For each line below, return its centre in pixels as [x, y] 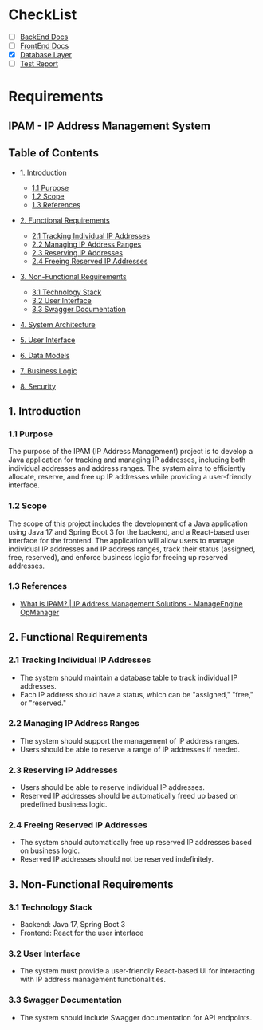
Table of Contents [54, 153]
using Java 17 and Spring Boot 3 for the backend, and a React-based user [130, 531]
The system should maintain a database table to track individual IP [128, 677]
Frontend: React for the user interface [82, 933]
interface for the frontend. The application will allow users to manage [122, 540]
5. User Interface [47, 340]
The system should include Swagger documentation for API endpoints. [136, 1017]
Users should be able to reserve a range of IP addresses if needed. [130, 749]
